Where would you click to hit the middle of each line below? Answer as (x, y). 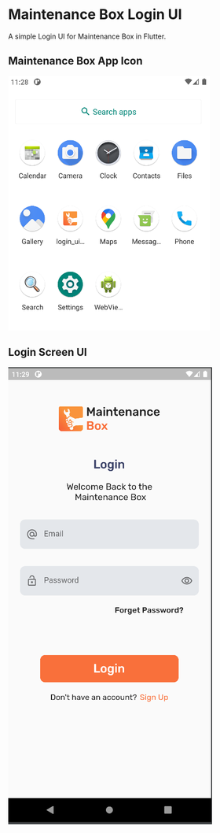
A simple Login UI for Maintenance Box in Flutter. (87, 36)
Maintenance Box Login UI (95, 15)
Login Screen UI (48, 352)
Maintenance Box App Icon (75, 61)
